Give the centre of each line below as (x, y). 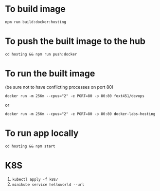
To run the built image (50, 74)
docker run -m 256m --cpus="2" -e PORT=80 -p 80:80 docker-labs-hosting (80, 114)
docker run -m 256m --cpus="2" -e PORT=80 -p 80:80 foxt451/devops (75, 96)
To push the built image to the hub (75, 41)
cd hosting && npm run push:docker (41, 54)
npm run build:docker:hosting (36, 22)
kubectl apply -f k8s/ (35, 179)
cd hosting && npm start (30, 146)
